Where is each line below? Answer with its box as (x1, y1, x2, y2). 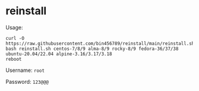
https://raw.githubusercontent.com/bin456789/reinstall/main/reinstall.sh (5, 40, 195, 46)
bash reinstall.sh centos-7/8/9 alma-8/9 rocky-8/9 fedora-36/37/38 (5, 46, 179, 52)
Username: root (5, 67, 45, 74)
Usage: (5, 24, 23, 31)
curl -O (5, 35, 25, 41)
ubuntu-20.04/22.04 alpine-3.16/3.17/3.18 (5, 51, 112, 57)
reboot (5, 56, 22, 62)
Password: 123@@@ (5, 78, 49, 85)
